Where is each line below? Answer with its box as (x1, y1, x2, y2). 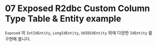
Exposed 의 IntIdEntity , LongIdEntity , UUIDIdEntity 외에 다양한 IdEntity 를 (5, 30, 153, 35)
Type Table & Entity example (5, 13, 122, 24)
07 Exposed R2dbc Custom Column (5, 3, 150, 14)
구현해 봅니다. (5, 36, 31, 42)
